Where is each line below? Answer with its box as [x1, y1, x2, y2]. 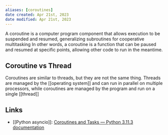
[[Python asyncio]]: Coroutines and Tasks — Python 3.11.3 [12, 119, 133, 125]
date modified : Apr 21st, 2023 [5, 17, 71, 22]
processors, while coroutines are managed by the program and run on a [5, 85, 155, 92]
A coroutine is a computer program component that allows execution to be [5, 31, 160, 37]
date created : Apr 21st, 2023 [5, 12, 69, 17]
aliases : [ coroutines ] [5, 7, 53, 13]
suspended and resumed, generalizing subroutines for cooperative [5, 36, 145, 42]
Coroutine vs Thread [5, 61, 72, 70]
